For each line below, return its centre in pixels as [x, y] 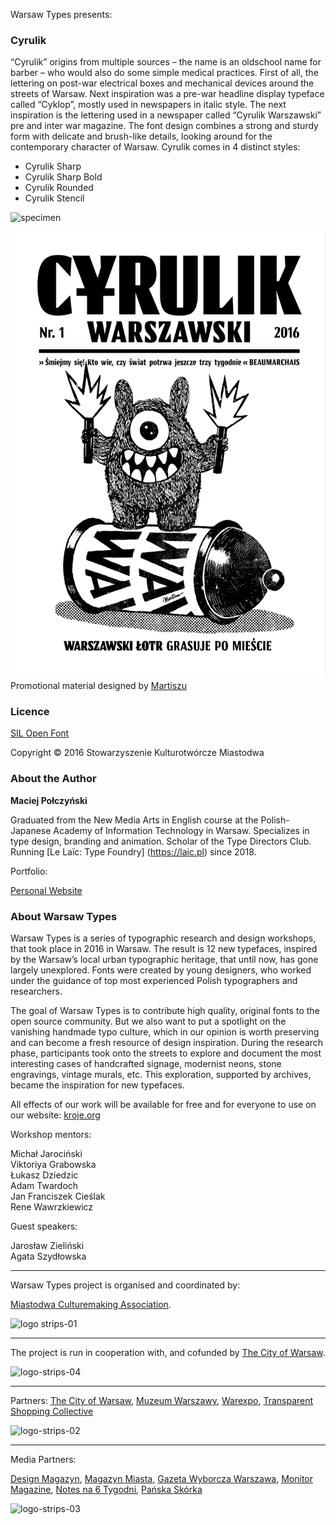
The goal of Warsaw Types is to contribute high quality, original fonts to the [165, 1010]
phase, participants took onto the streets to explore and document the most [166, 1053]
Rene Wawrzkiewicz [52, 1207]
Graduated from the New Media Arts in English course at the [134, 820]
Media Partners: [43, 1459]
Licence [30, 712]
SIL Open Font [40, 733]
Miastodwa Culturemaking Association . [91, 1304]
